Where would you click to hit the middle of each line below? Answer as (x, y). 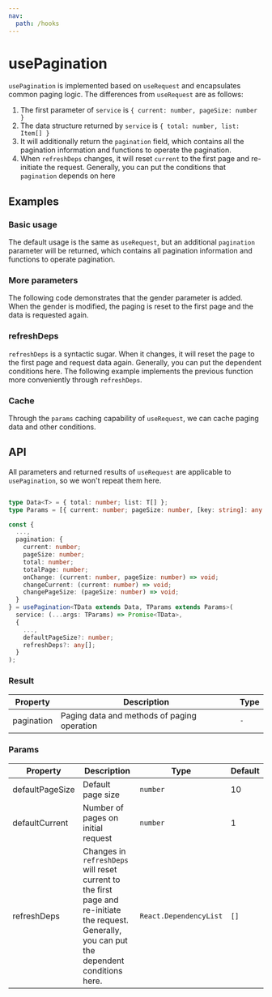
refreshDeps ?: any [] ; (59, 645)
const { (21, 524)
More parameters (43, 280)
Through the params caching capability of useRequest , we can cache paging (134, 419)
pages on (101, 817)
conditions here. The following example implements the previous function (131, 371)
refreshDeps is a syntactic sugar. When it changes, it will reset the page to (132, 354)
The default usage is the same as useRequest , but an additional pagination (132, 242)
